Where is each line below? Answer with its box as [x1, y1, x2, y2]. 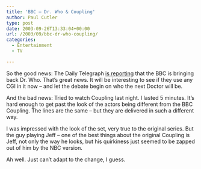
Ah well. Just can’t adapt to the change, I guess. [6, 156, 126, 163]
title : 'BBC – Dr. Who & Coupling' [6, 8, 96, 15]
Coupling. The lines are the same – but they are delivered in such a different [6, 106, 194, 114]
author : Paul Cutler [6, 14, 58, 20]
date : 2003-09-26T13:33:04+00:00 [6, 25, 90, 32]
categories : [6, 37, 36, 43]
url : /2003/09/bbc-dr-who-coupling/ [6, 31, 98, 37]
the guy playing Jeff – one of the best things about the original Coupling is [6, 131, 190, 138]
